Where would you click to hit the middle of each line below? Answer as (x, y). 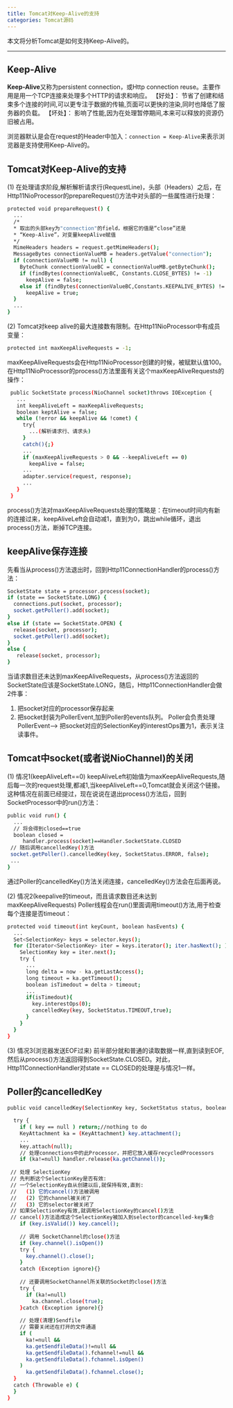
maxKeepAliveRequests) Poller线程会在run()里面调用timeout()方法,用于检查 (114, 905)
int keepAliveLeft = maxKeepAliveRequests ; (80, 406)
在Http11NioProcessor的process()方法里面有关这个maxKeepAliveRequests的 (116, 371)
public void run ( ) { (37, 815)
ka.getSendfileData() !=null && (71, 1346)
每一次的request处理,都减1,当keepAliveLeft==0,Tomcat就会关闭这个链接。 (118, 785)
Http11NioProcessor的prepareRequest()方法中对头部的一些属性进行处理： (112, 196)
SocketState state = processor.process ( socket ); (79, 591)
